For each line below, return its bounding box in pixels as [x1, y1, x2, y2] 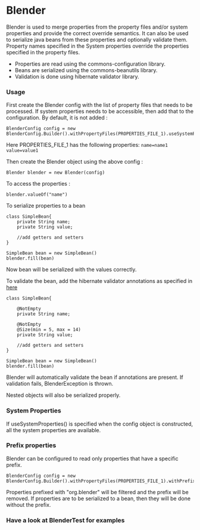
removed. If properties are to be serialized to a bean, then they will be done [6, 495, 191, 502]
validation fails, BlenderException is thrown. [6, 380, 114, 387]
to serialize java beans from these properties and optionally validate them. [6, 36, 187, 43]
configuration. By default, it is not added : [6, 114, 108, 121]
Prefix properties [6, 441, 57, 449]
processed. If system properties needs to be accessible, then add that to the [6, 108, 194, 115]
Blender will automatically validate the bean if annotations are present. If [6, 374, 183, 381]
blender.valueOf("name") [6, 192, 68, 198]
